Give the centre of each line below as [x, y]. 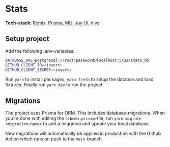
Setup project [27, 39]
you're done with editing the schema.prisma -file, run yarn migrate [73, 118]
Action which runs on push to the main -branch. [54, 139]
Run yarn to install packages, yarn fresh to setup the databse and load [79, 80]
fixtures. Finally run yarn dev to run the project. [54, 85]
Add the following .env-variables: [40, 51]
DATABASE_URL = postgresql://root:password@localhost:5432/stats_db [77, 60]
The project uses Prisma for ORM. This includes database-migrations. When [85, 113]
